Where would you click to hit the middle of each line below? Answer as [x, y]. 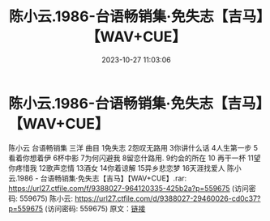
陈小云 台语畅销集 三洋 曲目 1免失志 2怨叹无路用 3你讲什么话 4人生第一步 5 [133, 147]
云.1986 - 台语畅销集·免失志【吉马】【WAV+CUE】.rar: [98, 178]
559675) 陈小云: [46, 198]
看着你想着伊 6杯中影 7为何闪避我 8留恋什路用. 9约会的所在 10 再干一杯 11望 [135, 158]
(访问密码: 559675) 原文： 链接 [95, 208]
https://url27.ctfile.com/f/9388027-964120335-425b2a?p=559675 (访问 [129, 188]
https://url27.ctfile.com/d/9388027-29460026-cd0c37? [168, 198]
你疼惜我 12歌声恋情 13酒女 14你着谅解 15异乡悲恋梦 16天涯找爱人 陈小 [125, 168]
